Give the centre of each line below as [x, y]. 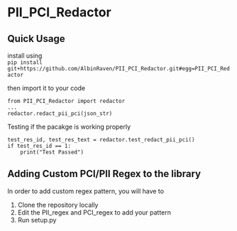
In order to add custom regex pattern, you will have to [86, 191]
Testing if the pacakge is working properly [69, 127]
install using [25, 55]
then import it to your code [46, 88]
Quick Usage [36, 39]
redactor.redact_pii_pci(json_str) [60, 114]
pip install [25, 63]
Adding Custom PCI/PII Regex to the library [104, 174]
